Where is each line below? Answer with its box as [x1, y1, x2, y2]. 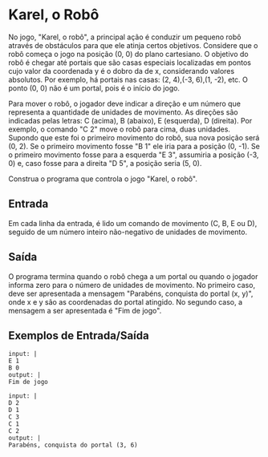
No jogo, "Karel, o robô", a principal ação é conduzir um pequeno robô [8, 32, 242, 42]
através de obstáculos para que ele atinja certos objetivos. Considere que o [8, 40, 258, 50]
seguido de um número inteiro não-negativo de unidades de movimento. [8, 227, 247, 237]
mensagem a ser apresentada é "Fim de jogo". [8, 305, 162, 315]
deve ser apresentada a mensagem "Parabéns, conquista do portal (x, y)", [8, 289, 254, 298]
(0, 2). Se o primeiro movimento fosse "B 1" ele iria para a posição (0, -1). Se [8, 141, 261, 151]
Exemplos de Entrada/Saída [8, 329, 150, 342]
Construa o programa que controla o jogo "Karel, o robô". [8, 174, 198, 184]
